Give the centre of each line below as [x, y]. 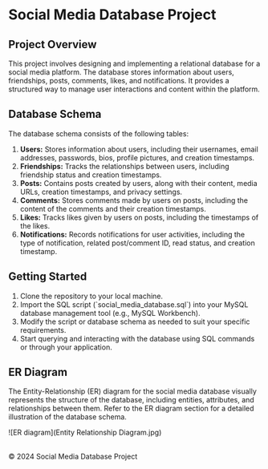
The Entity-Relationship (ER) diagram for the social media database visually [132, 391]
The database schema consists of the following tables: [99, 133]
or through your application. [66, 347]
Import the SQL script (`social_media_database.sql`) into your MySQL [134, 304]
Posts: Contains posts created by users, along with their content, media [139, 183]
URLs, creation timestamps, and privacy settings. [101, 192]
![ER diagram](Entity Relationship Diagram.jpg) [85, 433]
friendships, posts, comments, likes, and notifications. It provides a [119, 81]
